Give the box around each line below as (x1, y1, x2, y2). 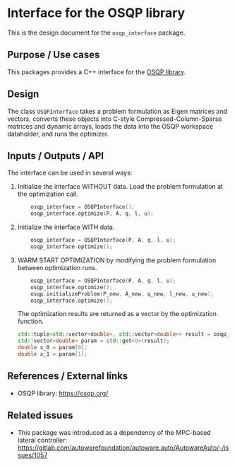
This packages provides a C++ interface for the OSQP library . (7, 67, 186, 76)
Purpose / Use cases (7, 49, 100, 61)
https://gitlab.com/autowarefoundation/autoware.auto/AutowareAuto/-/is (17, 443, 229, 452)
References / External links (7, 370, 128, 383)
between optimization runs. (17, 263, 97, 272)
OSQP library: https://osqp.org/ (17, 389, 109, 397)
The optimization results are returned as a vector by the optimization (17, 310, 217, 318)
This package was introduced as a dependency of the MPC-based (17, 428, 212, 436)
